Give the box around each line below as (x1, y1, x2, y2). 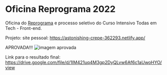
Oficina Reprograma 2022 (5, 3, 116, 15)
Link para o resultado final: (5, 54, 61, 60)
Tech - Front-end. (5, 25, 42, 31)
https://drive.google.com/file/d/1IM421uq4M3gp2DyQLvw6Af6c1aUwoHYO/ (5, 59, 162, 65)
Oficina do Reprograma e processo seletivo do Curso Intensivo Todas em (5, 20, 157, 26)
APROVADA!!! (5, 44, 33, 50)
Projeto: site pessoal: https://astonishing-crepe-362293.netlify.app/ (5, 35, 145, 41)
